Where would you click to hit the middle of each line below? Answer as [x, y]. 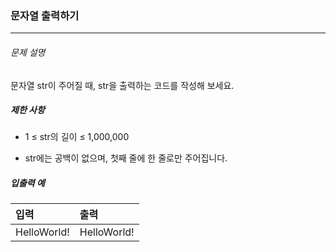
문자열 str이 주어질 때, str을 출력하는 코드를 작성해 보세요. [122, 85]
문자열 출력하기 [45, 15]
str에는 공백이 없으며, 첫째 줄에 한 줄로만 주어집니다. [126, 158]
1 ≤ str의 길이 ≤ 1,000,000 [77, 137]
